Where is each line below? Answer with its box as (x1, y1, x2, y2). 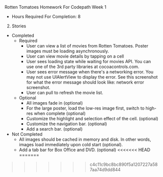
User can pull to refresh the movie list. (26, 90, 103, 95)
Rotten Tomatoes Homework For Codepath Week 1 (4, 4, 106, 10)
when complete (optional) (33, 111, 86, 116)
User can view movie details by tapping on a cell (26, 53, 124, 59)
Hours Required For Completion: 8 (11, 14, 81, 19)
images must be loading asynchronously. (26, 48, 109, 54)
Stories (11, 23, 26, 29)
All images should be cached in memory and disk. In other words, (19, 136, 151, 142)
